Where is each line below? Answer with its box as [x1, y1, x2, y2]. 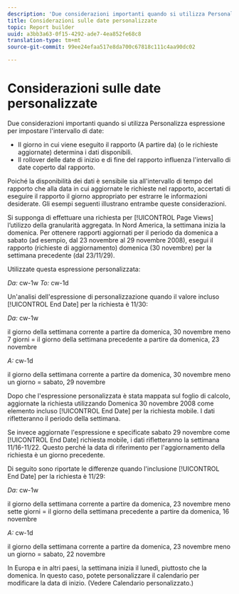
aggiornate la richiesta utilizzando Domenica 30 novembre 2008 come [7, 399, 214, 408]
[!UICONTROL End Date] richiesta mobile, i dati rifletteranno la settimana [7, 435, 220, 444]
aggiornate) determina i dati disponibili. [17, 147, 133, 157]
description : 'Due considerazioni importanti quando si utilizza [7, 10, 205, 18]
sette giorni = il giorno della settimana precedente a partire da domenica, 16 [7, 507, 230, 516]
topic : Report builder [7, 23, 75, 31]
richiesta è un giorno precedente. [7, 450, 105, 459]
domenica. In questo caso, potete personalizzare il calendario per [7, 571, 200, 580]
